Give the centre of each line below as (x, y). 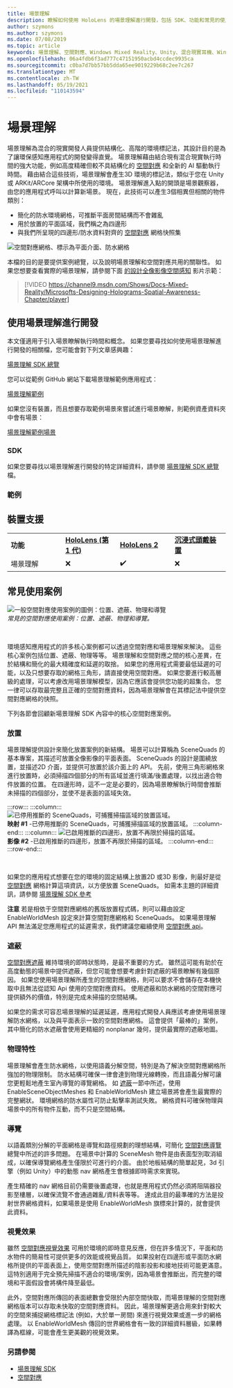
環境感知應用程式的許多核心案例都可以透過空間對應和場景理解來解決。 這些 (114, 646)
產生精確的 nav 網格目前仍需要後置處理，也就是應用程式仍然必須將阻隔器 (111, 1186)
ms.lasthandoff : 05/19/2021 (48, 85)
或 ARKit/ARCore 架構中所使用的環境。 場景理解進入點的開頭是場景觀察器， (115, 183)
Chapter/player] (46, 299)
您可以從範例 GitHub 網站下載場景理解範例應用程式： (83, 379)
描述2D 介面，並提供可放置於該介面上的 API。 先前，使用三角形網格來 (125, 767)
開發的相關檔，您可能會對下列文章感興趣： (74, 349)
